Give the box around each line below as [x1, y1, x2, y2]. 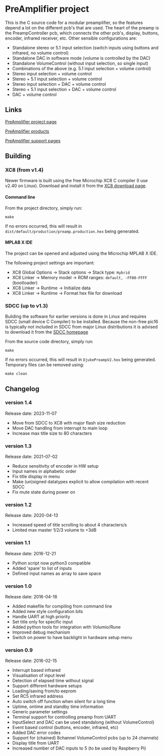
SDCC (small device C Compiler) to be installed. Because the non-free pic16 [5, 319, 158, 325]
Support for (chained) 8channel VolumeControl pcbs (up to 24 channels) [12, 735, 159, 741]
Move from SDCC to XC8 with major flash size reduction [12, 420, 126, 425]
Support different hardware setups [12, 683, 82, 689]
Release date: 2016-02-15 [5, 658, 57, 664]
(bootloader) [12, 280, 38, 285]
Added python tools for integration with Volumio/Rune [12, 624, 121, 630]
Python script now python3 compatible [12, 560, 91, 566]
